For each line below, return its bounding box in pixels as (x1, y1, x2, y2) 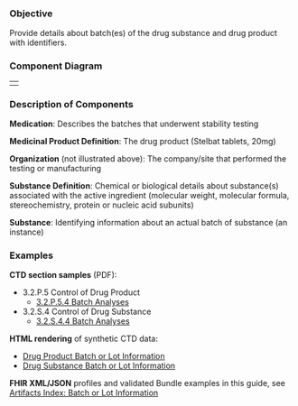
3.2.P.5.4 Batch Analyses (35, 297, 129, 308)
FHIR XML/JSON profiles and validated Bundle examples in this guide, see (9, 378, 286, 389)
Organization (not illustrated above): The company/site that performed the (9, 152, 287, 164)
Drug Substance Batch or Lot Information (22, 360, 176, 372)
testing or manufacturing (9, 162, 102, 173)
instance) (9, 226, 44, 237)
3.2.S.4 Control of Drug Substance (22, 306, 152, 318)
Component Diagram (9, 60, 103, 72)
